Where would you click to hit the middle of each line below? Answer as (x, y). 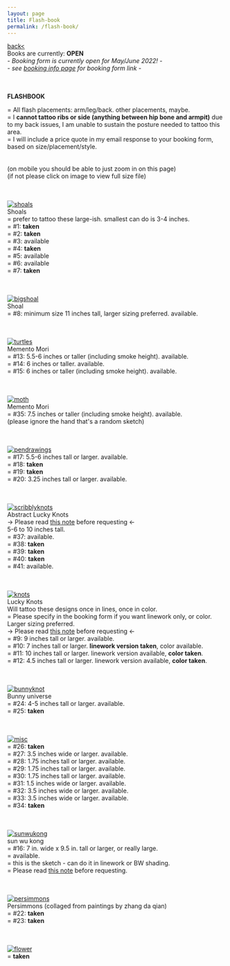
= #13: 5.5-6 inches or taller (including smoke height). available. (98, 356)
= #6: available (28, 264)
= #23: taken (26, 921)
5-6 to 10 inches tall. (36, 529)
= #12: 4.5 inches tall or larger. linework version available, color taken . (107, 661)
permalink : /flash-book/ (43, 26)
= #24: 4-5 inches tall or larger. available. (66, 704)
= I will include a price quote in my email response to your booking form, (110, 139)
